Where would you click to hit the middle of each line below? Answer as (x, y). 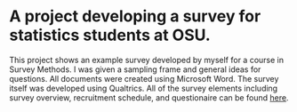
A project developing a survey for (135, 16)
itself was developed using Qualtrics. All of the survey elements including (144, 88)
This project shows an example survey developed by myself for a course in (147, 60)
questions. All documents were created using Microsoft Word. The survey (144, 78)
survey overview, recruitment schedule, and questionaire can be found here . (149, 97)
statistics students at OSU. (110, 35)
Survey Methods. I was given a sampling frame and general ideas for (135, 69)
